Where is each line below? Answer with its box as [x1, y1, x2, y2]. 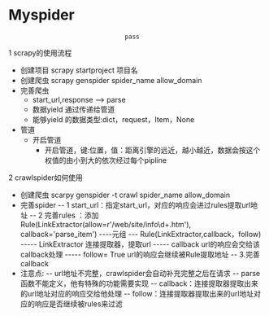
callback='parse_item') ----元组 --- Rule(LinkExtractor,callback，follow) [20, 229, 262, 239]
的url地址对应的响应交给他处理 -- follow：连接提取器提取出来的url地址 [20, 288, 254, 298]
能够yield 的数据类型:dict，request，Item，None [32, 114, 195, 124]
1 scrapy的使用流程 [8, 47, 72, 58]
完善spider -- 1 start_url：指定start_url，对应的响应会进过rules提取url [20, 200, 251, 209]
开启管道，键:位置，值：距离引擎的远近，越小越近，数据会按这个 [44, 145, 261, 155]
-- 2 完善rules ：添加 [29, 210, 99, 220]
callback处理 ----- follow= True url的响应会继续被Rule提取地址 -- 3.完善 [20, 249, 260, 259]
